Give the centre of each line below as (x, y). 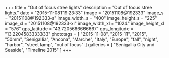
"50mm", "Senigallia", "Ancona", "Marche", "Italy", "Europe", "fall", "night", (82, 39)
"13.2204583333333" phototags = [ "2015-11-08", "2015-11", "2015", (76, 34)
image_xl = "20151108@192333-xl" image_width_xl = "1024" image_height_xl (85, 23)
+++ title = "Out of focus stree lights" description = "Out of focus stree (78, 7)
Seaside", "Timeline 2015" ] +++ (38, 50)
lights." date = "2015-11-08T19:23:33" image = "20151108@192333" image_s (84, 13)
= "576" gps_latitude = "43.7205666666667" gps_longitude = (69, 29)
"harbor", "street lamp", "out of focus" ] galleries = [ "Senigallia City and (80, 45)
